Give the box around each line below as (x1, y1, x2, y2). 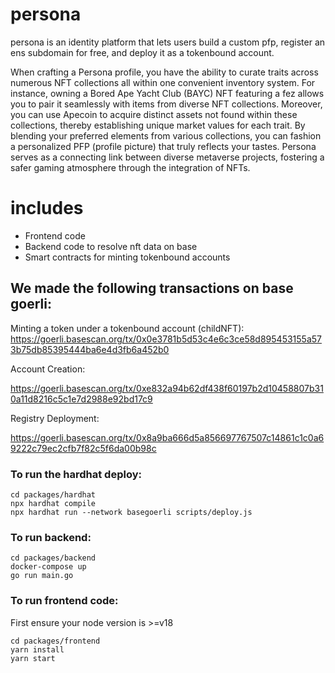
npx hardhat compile (10, 498, 97, 508)
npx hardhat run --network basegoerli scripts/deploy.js (10, 507, 253, 517)
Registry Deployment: (10, 412, 100, 424)
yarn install (10, 644, 65, 655)
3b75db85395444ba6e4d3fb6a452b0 (10, 343, 170, 355)
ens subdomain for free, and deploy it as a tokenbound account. (10, 46, 275, 58)
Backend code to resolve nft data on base (24, 240, 198, 252)
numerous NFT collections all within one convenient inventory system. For (10, 76, 316, 88)
